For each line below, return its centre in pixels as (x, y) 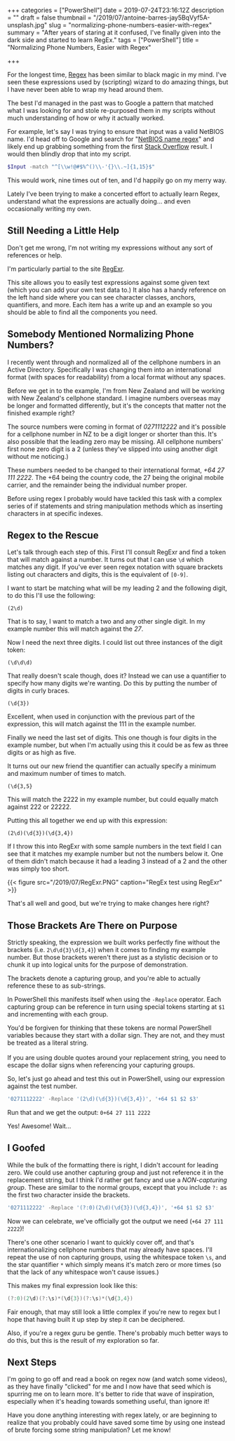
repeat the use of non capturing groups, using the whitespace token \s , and (117, 1257)
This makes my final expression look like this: (73, 1285)
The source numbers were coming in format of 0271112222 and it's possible (117, 427)
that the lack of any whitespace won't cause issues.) (83, 1272)
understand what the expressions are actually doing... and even (99, 201)
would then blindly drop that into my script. (69, 154)
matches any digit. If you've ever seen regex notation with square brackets (115, 567)
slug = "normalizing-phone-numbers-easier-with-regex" (130, 25)
